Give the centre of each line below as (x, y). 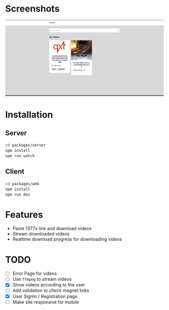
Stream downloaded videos (41, 234)
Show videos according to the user (49, 285)
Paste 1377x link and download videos (52, 228)
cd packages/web (22, 184)
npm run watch (20, 156)
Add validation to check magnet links (51, 290)
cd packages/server (26, 145)
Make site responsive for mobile (46, 302)
